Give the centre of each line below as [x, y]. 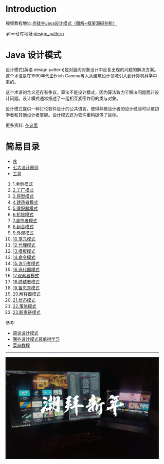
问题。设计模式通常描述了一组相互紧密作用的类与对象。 [65, 98]
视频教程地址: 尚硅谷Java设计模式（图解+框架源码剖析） [61, 23]
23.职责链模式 [27, 312]
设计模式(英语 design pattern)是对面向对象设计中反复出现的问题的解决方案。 [82, 69]
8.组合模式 [23, 226]
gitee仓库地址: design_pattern [35, 33]
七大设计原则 [25, 167]
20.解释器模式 [27, 294]
